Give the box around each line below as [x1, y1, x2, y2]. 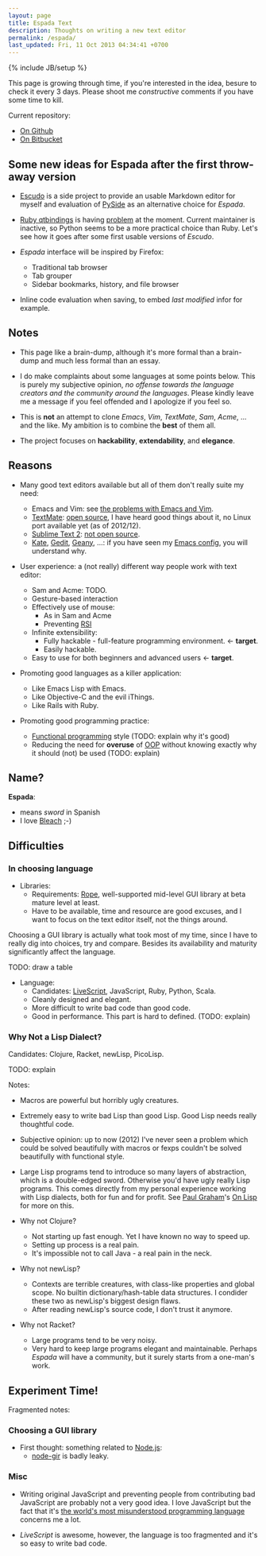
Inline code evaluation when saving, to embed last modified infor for [19, 295, 243, 304]
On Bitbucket [19, 134, 63, 144]
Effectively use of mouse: [31, 602, 115, 612]
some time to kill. [8, 95, 64, 105]
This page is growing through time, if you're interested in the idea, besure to [8, 79, 257, 88]
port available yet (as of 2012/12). [31, 521, 141, 530]
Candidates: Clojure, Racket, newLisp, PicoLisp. [8, 1050, 164, 1059]
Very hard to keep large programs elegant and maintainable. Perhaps [31, 1344, 258, 1353]
